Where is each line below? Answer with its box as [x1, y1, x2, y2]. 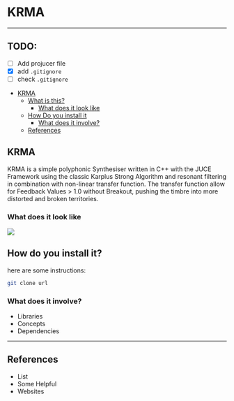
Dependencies [17, 327, 60, 335]
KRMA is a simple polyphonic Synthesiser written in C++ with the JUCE [7, 165, 212, 173]
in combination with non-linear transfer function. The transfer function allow [7, 180, 225, 188]
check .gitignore [17, 75, 68, 83]
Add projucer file [17, 59, 66, 67]
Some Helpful [17, 379, 57, 388]
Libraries [17, 312, 43, 321]
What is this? [27, 96, 65, 105]
